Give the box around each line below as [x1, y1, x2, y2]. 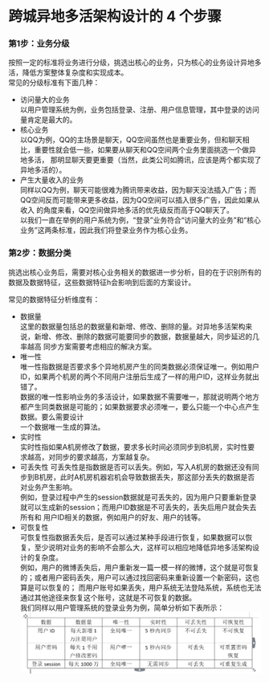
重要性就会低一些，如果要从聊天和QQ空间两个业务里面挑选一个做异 [34, 145, 257, 155]
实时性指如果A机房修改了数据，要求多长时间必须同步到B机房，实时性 [19, 442, 248, 451]
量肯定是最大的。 [19, 115, 77, 125]
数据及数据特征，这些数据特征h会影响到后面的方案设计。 [8, 277, 196, 287]
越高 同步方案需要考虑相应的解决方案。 [26, 341, 157, 351]
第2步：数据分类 [8, 247, 71, 259]
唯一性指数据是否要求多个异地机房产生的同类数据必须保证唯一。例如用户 [19, 361, 259, 371]
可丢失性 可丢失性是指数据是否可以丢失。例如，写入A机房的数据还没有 [19, 462, 253, 472]
